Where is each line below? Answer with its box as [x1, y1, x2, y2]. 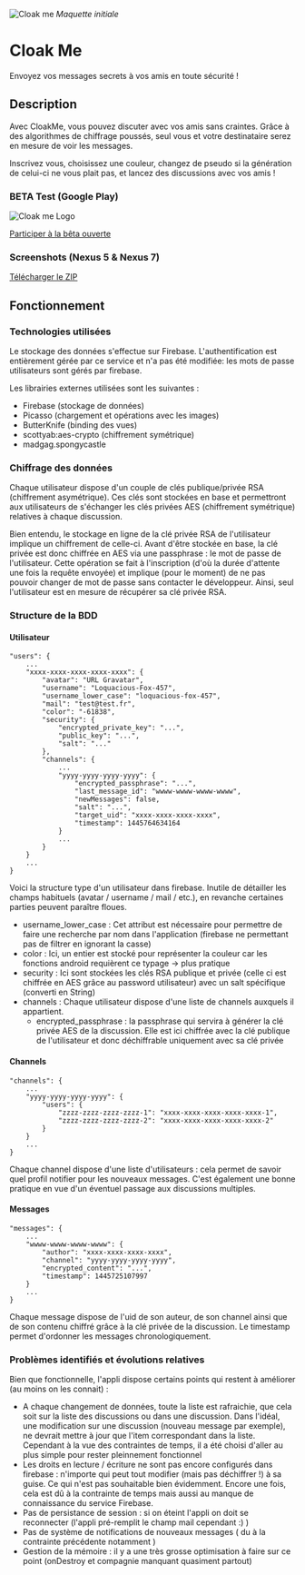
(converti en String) [22, 986, 96, 998]
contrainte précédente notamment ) [22, 1536, 156, 1548]
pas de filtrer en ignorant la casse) [22, 938, 152, 949]
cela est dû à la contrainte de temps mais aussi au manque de [22, 1488, 254, 1499]
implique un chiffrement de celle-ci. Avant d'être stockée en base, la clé [9, 539, 279, 550]
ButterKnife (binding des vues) [22, 420, 138, 431]
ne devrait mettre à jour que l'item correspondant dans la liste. [22, 1431, 256, 1441]
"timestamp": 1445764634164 [74, 818, 181, 828]
